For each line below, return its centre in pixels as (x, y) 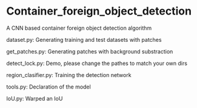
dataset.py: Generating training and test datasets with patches (84, 39)
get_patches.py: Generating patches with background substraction (90, 51)
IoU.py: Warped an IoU (35, 98)
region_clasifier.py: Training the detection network (69, 75)
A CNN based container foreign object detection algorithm (79, 28)
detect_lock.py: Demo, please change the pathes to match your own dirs (97, 63)
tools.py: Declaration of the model (48, 87)
